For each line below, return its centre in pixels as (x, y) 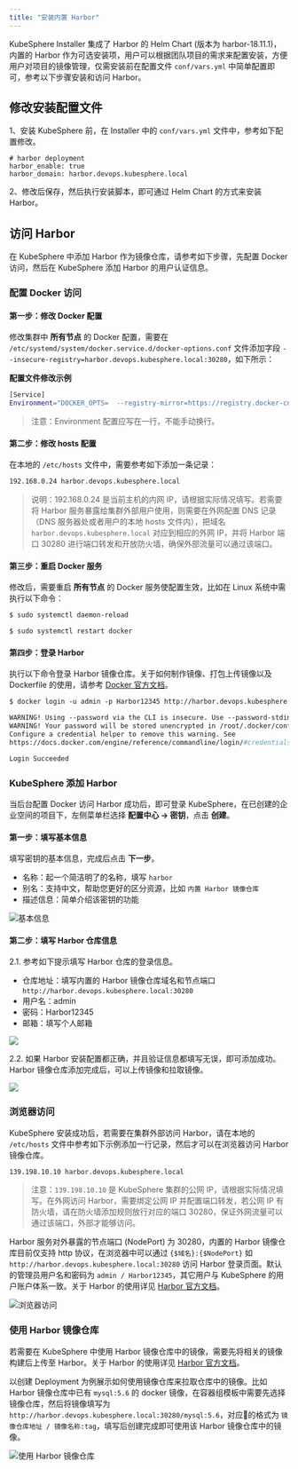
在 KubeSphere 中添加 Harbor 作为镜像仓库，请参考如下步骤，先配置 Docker (149, 257)
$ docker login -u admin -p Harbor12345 (85, 702)
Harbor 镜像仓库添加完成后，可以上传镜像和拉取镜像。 (109, 1070)
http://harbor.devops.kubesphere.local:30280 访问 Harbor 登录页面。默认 (145, 1264)
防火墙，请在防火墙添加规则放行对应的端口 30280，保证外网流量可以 (157, 1212)
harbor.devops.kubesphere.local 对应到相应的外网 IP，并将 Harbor (153, 533)
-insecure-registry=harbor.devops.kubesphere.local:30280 (118, 360)
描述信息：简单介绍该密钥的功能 (80, 900)
